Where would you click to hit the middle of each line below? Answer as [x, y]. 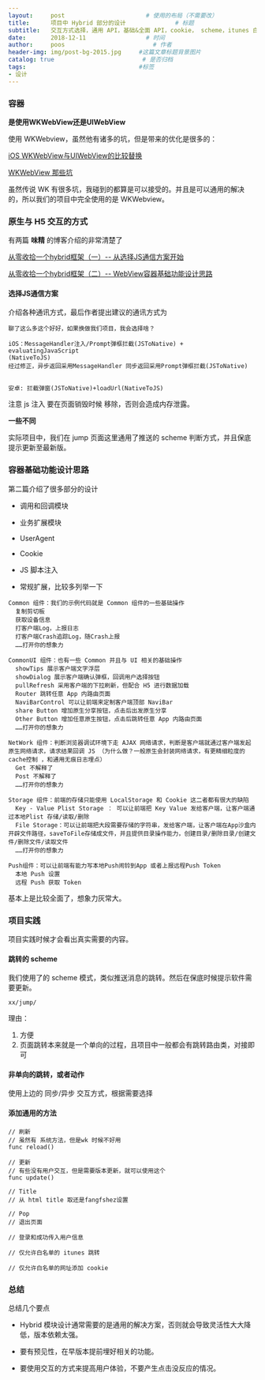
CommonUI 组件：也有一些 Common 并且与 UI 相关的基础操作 [95, 660]
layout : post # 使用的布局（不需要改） [113, 15]
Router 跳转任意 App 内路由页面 [63, 694]
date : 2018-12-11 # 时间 [87, 38]
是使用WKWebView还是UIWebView [67, 122]
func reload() [32, 1147]
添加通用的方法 [32, 1113]
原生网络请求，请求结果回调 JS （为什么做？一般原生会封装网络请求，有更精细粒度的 [127, 751]
